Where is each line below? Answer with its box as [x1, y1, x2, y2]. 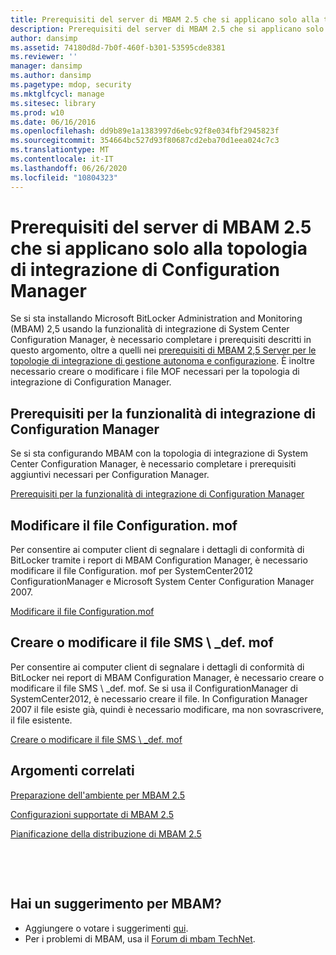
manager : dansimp [10, 61, 83, 71]
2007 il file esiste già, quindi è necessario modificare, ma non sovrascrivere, [10, 703, 325, 715]
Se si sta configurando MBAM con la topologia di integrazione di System [10, 447, 309, 460]
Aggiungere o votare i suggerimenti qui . [24, 922, 189, 934]
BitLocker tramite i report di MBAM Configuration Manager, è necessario [10, 554, 308, 566]
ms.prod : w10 [10, 107, 65, 118]
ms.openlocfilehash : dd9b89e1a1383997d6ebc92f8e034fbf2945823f [10, 126, 280, 136]
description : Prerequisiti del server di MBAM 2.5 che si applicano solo [10, 24, 325, 34]
